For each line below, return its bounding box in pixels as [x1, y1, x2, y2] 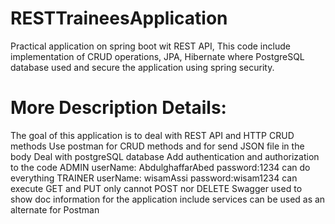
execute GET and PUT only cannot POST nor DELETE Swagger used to [10, 182, 303, 194]
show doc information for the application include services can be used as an [10, 193, 326, 205]
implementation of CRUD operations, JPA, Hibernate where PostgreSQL [10, 50, 305, 62]
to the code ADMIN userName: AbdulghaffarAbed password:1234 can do [10, 161, 311, 173]
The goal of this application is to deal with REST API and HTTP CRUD [10, 129, 295, 141]
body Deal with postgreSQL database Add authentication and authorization [10, 150, 320, 162]
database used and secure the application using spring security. [10, 61, 275, 73]
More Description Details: [10, 97, 227, 119]
